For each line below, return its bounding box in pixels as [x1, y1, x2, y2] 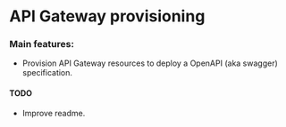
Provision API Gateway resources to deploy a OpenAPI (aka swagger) [21, 58, 279, 68]
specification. [21, 67, 73, 78]
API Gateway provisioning [9, 6, 206, 27]
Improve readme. [21, 107, 86, 118]
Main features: [9, 38, 74, 51]
